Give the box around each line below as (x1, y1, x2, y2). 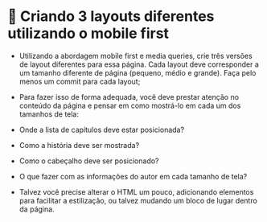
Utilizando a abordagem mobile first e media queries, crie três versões (18, 51, 253, 60)
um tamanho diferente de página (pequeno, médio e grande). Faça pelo (18, 68, 257, 77)
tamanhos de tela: (18, 109, 80, 119)
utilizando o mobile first (7, 24, 170, 43)
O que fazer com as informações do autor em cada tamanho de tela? (18, 171, 248, 181)
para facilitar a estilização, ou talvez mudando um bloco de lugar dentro (18, 195, 258, 205)
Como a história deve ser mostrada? (18, 140, 140, 150)
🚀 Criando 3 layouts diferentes (7, 7, 215, 26)
